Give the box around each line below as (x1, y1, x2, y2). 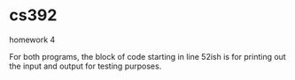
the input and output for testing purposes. (9, 61, 162, 71)
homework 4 (9, 34, 56, 45)
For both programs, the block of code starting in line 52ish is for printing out (9, 51, 286, 62)
